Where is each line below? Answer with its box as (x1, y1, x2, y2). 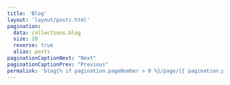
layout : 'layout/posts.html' (7, 16, 90, 23)
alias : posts (13, 49, 51, 56)
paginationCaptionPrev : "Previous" (7, 61, 109, 68)
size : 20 (13, 36, 38, 42)
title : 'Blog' (7, 10, 48, 17)
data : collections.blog (13, 29, 81, 36)
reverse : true (13, 42, 53, 49)
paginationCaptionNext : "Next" (7, 55, 97, 62)
